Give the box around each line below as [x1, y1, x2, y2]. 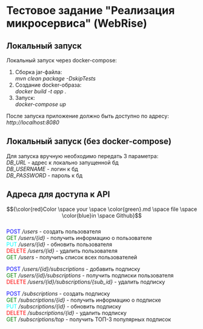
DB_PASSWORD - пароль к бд [6, 171, 83, 179]
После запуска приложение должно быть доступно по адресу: [6, 113, 170, 119]
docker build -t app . [15, 88, 67, 95]
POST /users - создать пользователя [6, 228, 101, 235]
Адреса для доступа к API [6, 189, 110, 200]
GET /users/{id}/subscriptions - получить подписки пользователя [6, 271, 174, 279]
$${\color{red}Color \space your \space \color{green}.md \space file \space [6, 205, 198, 213]
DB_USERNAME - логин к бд [6, 165, 79, 173]
